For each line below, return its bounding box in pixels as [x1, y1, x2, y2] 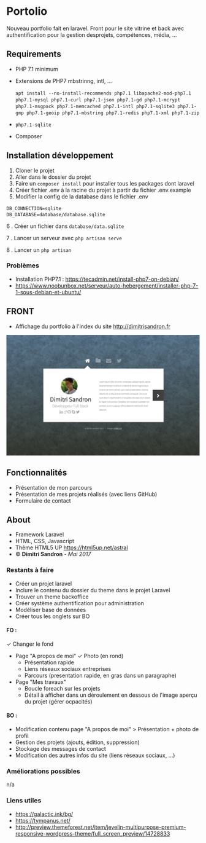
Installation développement [6, 151, 113, 161]
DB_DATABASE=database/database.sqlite [6, 211, 105, 218]
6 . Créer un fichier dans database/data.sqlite [6, 222, 124, 230]
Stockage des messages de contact [15, 745, 106, 753]
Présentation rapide [24, 659, 75, 666]
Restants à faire [6, 566, 54, 574]
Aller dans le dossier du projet [15, 173, 91, 181]
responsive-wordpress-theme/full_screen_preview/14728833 [15, 829, 170, 837]
